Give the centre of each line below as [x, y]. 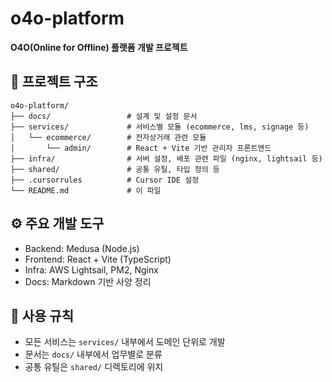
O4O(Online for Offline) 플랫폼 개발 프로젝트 [99, 47]
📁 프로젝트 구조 [54, 82]
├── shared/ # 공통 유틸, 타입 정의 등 [115, 169]
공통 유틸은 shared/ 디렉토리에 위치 [94, 367]
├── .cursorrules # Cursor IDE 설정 [105, 180]
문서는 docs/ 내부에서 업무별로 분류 [93, 354]
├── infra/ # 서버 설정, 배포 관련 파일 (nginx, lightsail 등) [166, 158]
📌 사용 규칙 [42, 315]
